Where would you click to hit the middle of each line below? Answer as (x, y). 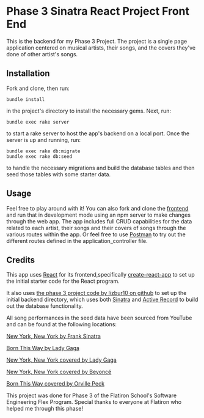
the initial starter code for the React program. (63, 281)
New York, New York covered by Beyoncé (59, 372)
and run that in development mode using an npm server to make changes (99, 215)
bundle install (26, 99)
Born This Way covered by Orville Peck (56, 384)
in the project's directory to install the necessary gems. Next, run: (89, 111)
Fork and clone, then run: (38, 88)
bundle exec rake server (38, 122)
